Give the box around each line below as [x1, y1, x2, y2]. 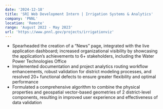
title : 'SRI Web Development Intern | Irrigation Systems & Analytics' [5, 12, 153, 16]
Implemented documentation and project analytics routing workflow [12, 63, 148, 69]
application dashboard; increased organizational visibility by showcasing [12, 48, 158, 54]
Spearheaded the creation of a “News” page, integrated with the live [12, 43, 149, 48]
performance [12, 79, 39, 85]
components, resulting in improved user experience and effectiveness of [12, 94, 158, 100]
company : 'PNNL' [5, 16, 38, 21]
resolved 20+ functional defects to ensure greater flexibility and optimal [12, 74, 156, 79]
